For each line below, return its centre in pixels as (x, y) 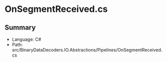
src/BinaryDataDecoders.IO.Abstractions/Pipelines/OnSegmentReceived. (87, 50)
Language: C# (26, 39)
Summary (20, 28)
